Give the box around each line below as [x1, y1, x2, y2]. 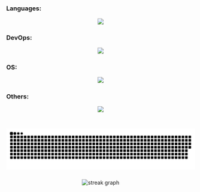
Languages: [6, 4, 42, 13]
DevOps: [6, 34, 32, 42]
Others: [6, 92, 29, 101]
